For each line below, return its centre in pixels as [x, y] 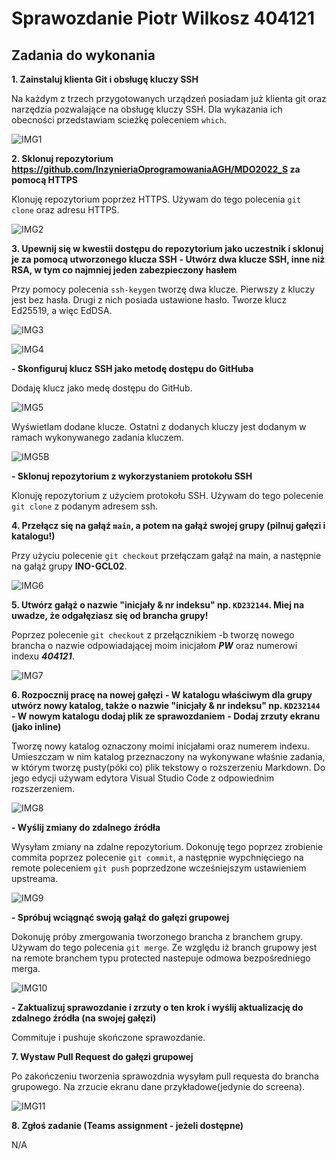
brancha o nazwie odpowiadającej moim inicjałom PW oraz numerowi [154, 645]
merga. [26, 968]
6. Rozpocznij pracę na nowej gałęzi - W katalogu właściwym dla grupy [162, 695]
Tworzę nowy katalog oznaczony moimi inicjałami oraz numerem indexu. [160, 746]
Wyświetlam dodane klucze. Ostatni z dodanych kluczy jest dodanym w [159, 426]
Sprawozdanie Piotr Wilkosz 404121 [163, 18]
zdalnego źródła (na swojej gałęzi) [84, 1018]
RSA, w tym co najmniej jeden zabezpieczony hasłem [124, 270]
